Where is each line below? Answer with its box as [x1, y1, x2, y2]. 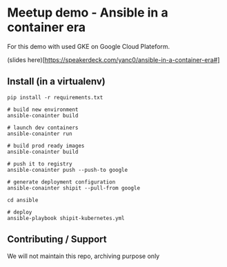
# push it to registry [7, 160, 72, 167]
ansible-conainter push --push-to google [7, 166, 128, 173]
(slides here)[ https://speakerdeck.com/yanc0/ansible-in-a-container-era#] [7, 55, 220, 63]
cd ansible [7, 197, 39, 204]
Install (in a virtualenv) [7, 76, 106, 88]
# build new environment [7, 106, 79, 113]
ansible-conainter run [7, 130, 72, 137]
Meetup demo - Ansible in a [7, 5, 168, 21]
